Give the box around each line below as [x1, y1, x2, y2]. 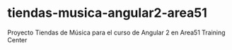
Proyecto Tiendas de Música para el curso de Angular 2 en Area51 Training [7, 28, 226, 37]
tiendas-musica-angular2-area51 [7, 5, 207, 21]
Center [7, 35, 28, 44]
